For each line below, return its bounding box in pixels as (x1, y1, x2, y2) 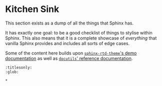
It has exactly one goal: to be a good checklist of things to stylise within (5, 29, 152, 35)
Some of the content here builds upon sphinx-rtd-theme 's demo (5, 50, 137, 56)
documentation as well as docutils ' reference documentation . (5, 55, 133, 61)
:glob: (5, 69, 19, 74)
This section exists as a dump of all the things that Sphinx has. (5, 20, 134, 26)
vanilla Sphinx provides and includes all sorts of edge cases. (5, 40, 130, 46)
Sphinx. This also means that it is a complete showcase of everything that (5, 35, 157, 41)
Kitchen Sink (5, 3, 59, 15)
